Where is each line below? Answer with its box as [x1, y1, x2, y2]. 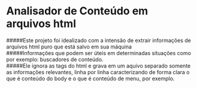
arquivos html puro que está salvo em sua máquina [6, 43, 132, 50]
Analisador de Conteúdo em [6, 4, 148, 18]
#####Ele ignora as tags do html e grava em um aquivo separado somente [6, 62, 191, 69]
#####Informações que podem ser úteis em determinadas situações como [6, 49, 192, 56]
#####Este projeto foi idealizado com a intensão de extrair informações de [6, 37, 192, 44]
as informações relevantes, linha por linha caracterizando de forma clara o [6, 68, 190, 75]
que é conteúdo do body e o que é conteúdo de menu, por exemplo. [6, 75, 175, 82]
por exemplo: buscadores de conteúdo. [6, 56, 104, 63]
